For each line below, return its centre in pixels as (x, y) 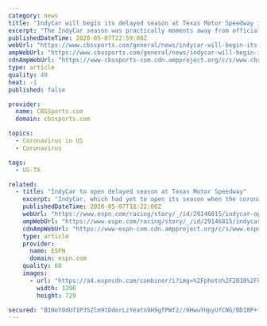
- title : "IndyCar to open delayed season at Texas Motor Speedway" (131, 192)
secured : (23, 310)
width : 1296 (57, 288)
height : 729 (57, 296)
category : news (33, 16)
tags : (17, 163)
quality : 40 (28, 75)
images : (35, 273)
